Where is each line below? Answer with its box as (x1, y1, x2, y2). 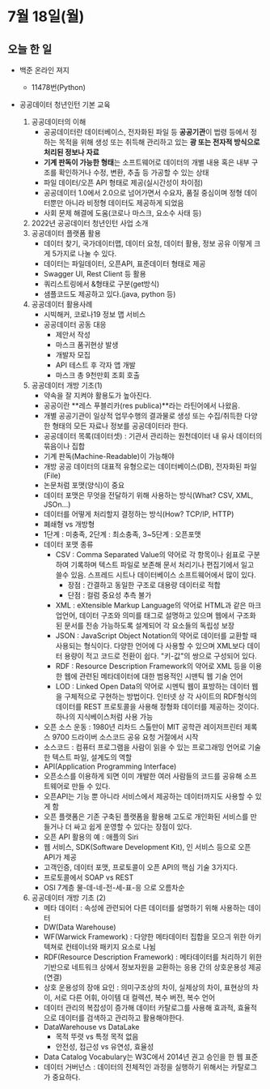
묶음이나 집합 (43, 441, 86, 451)
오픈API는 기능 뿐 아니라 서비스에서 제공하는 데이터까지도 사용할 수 (43, 791, 254, 801)
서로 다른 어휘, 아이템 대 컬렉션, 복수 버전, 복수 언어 (54, 993, 216, 1002)
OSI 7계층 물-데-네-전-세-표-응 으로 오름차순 (43, 883, 185, 892)
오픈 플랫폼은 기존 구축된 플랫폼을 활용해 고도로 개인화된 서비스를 (43, 812, 249, 821)
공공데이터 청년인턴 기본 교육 (19, 100, 111, 109)
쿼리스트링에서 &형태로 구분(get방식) (43, 279, 160, 289)
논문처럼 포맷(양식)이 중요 (43, 480, 125, 490)
